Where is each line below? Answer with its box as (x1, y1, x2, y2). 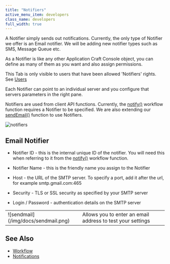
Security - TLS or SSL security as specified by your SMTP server (12, 190, 148, 196)
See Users (5, 76, 27, 82)
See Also (5, 234, 34, 243)
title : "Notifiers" (5, 7, 47, 13)
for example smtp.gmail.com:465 (12, 180, 82, 186)
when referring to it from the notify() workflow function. (12, 155, 129, 162)
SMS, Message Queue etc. (5, 46, 61, 52)
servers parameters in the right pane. (5, 91, 83, 97)
